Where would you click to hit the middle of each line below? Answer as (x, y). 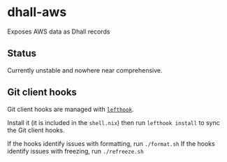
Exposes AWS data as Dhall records (59, 31)
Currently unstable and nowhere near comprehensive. (85, 70)
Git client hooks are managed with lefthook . (71, 109)
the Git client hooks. (36, 130)
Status (22, 53)
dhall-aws (37, 12)
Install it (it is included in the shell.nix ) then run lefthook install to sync (113, 122)
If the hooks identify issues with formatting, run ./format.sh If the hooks (111, 143)
